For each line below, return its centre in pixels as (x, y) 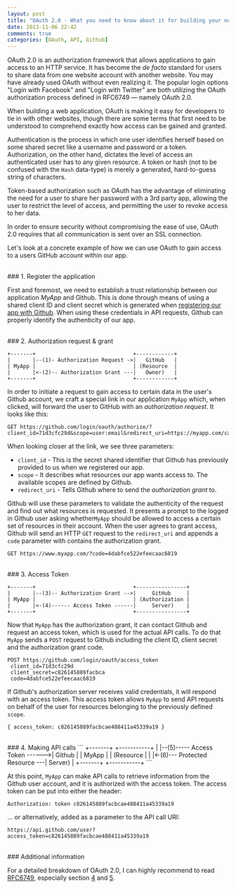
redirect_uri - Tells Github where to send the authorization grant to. (117, 490)
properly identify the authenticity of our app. (71, 320)
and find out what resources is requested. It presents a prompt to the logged (118, 511)
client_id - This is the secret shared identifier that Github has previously (123, 460)
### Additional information (46, 857)
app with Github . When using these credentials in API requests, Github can (115, 313)
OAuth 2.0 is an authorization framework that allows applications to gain (111, 60)
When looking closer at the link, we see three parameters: (91, 446)
